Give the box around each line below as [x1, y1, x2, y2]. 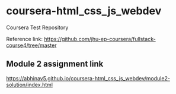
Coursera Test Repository [6, 24, 69, 31]
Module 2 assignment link [6, 59, 104, 69]
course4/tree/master [6, 42, 57, 49]
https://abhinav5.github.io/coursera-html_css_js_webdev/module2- [6, 74, 171, 82]
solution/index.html [6, 81, 53, 88]
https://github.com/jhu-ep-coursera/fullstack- [44, 35, 156, 42]
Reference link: [6, 35, 43, 42]
